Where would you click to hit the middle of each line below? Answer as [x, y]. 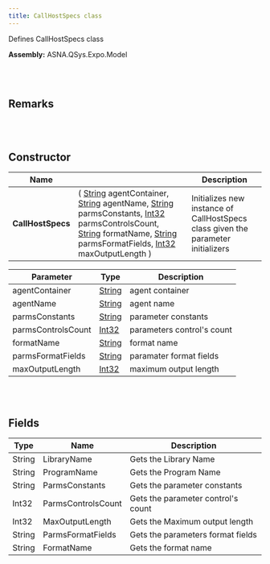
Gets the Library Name [172, 459]
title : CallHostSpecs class [55, 16]
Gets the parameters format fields [193, 535]
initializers [211, 249]
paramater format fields [174, 356]
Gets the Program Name [175, 472]
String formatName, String [127, 234]
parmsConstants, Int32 [121, 214]
